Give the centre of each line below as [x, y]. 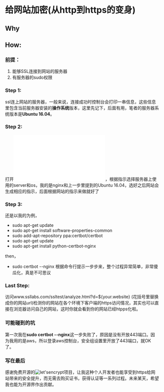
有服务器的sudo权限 [32, 77]
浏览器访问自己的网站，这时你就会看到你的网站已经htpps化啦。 [77, 309]
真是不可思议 [38, 273]
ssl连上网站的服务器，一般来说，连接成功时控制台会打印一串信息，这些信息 [81, 102]
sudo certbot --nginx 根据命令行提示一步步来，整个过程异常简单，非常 [83, 266]
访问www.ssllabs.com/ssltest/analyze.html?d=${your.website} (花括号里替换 [82, 297]
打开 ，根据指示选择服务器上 [79, 179]
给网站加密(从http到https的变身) [70, 10]
